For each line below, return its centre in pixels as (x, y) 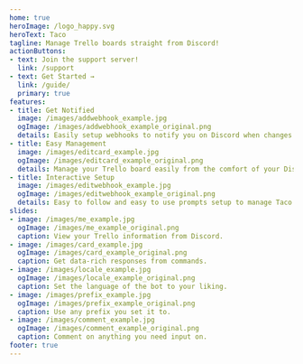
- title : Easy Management (58, 144)
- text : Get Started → (52, 77)
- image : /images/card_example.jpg (76, 245)
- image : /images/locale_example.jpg (80, 270)
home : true (30, 18)
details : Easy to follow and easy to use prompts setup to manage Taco (155, 203)
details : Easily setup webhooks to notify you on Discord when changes (155, 135)
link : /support (46, 69)
